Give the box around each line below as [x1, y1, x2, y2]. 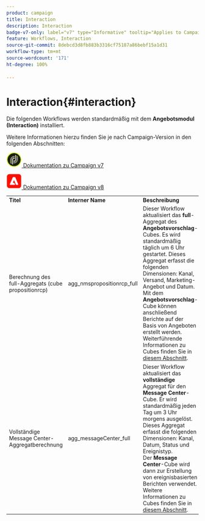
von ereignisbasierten [143, 473, 198, 481]
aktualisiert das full [143, 212, 191, 219]
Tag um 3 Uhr [143, 408, 178, 416]
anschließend [143, 309, 177, 316]
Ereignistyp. [143, 447, 173, 455]
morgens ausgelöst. [143, 415, 193, 422]
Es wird [162, 231, 181, 238]
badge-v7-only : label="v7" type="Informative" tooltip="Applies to [6, 29, 182, 35]
